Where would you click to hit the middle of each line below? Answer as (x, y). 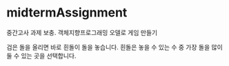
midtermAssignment (67, 13)
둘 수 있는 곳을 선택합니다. (41, 56)
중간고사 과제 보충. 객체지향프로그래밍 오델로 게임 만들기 (82, 32)
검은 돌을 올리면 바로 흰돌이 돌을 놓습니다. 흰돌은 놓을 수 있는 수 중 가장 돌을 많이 (115, 47)
